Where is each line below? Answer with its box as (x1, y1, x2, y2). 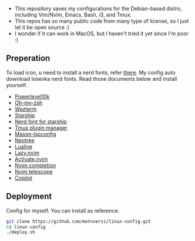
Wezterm (14, 105, 37, 113)
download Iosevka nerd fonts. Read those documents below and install (6, 75, 177, 82)
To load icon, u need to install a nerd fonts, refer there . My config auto (6, 69, 176, 76)
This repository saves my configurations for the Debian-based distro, (14, 5, 182, 12)
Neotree (14, 137, 35, 144)
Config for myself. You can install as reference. (6, 207, 120, 214)
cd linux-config (6, 224, 46, 230)
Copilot (14, 174, 32, 181)
